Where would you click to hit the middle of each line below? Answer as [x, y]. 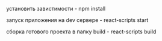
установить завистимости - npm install [56, 9]
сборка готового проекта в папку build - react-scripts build [81, 31]
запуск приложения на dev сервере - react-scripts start [77, 20]
